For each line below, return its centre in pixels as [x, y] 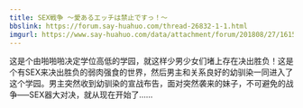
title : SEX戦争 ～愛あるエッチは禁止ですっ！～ [89, 18]
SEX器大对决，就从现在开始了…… [91, 94]
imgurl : [24, 34]
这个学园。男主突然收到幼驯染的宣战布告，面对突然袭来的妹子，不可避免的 [147, 84]
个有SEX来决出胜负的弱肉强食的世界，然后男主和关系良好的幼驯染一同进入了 [151, 72]
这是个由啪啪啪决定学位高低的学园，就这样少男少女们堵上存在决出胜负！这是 [151, 61]
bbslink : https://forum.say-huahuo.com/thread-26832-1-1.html [129, 26]
